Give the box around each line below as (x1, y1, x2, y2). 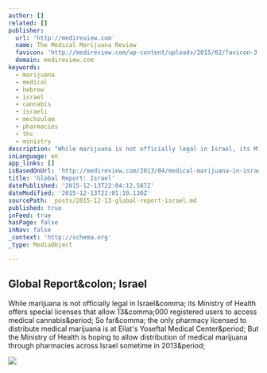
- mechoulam (15, 115, 56, 123)
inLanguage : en (8, 152, 59, 160)
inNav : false (8, 226, 52, 235)
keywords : (8, 64, 41, 72)
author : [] (8, 11, 44, 20)
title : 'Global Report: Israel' (8, 174, 115, 183)
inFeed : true (8, 212, 52, 220)
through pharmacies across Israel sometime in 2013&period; (8, 340, 205, 350)
